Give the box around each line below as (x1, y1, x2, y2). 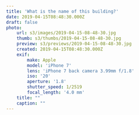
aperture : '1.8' (27, 79, 67, 85)
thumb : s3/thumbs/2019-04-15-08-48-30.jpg (16, 35, 121, 41)
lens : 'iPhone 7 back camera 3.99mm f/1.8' (27, 68, 134, 74)
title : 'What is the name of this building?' (6, 8, 119, 15)
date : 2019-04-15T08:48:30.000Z (6, 14, 85, 20)
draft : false (6, 19, 38, 25)
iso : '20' (27, 73, 51, 79)
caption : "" (16, 100, 46, 106)
